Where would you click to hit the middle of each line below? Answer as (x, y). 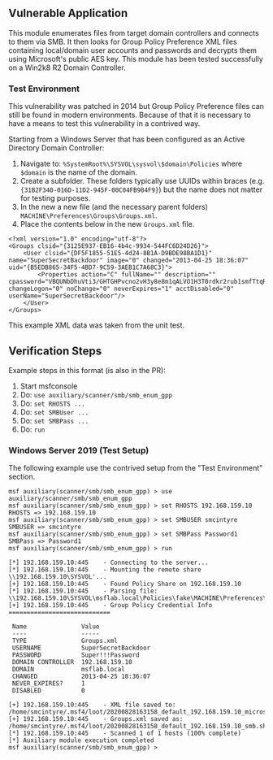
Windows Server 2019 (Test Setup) (79, 450)
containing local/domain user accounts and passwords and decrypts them (133, 50)
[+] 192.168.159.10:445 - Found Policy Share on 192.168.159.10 (125, 584)
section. (22, 477)
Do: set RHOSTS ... (52, 403)
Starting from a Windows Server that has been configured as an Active (127, 139)
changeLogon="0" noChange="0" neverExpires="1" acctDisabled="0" (121, 289)
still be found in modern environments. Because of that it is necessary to (130, 115)
